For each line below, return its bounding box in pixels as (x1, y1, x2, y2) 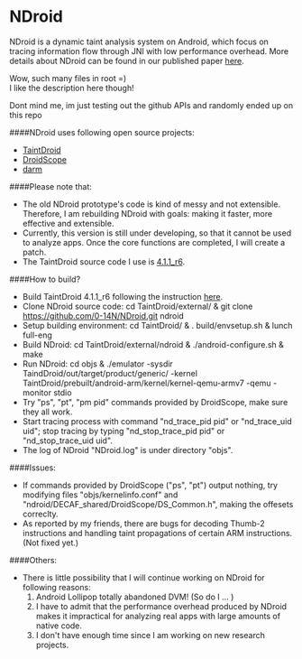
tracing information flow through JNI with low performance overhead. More (9, 45, 289, 56)
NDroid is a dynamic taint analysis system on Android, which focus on (9, 36, 269, 47)
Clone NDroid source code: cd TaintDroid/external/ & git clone (22, 301, 253, 311)
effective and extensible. (22, 218, 114, 228)
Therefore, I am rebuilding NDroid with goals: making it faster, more (22, 208, 273, 218)
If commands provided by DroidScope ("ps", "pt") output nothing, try (22, 479, 278, 490)
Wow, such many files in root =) (9, 72, 127, 83)
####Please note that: (9, 181, 92, 191)
